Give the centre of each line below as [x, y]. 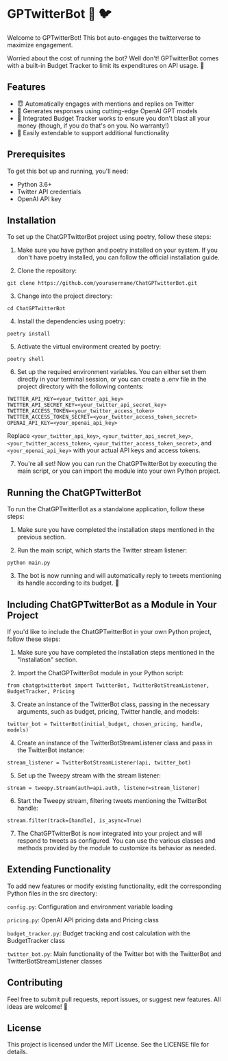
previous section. [41, 537]
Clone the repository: [47, 271]
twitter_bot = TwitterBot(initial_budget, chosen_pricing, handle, [105, 724]
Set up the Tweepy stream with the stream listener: [89, 776]
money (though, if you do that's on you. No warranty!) [93, 126]
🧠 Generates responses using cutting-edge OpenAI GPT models [107, 110]
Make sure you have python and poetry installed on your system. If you [117, 250]
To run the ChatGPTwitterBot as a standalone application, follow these [106, 509]
